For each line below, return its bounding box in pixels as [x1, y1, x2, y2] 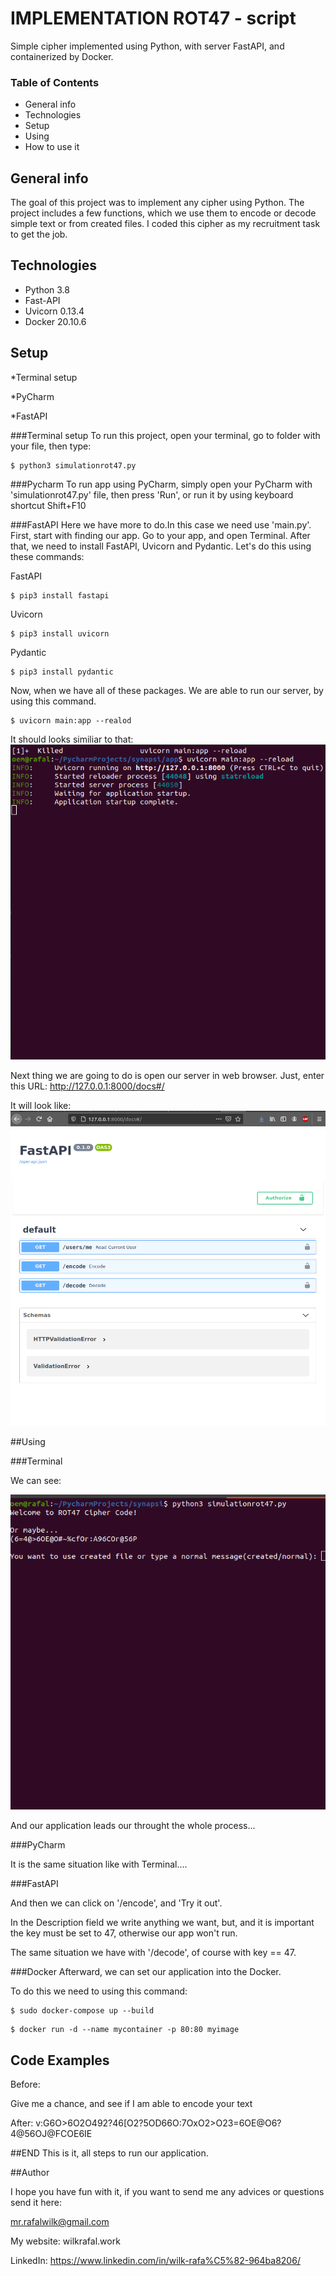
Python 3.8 [24, 283, 70, 296]
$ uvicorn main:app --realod [10, 715, 132, 726]
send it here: [10, 2197, 62, 2209]
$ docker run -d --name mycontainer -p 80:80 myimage [10, 2025, 240, 2035]
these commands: [10, 550, 85, 562]
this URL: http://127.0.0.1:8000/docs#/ [10, 1080, 165, 1092]
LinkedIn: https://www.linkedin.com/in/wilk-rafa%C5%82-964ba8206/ [10, 2255, 301, 2267]
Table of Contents [10, 75, 100, 89]
